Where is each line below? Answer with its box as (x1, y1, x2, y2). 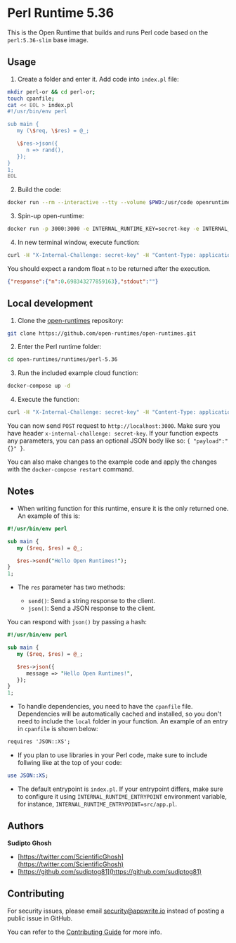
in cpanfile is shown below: (17, 725, 98, 733)
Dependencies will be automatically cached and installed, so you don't (17, 709, 222, 719)
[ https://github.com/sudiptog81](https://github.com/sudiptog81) (17, 867, 202, 875)
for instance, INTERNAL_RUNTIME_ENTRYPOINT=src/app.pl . (17, 799, 178, 808)
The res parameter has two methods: (17, 583, 126, 592)
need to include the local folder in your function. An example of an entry (17, 717, 228, 726)
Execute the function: (17, 395, 79, 404)
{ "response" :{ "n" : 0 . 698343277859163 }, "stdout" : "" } (7, 278, 159, 285)
